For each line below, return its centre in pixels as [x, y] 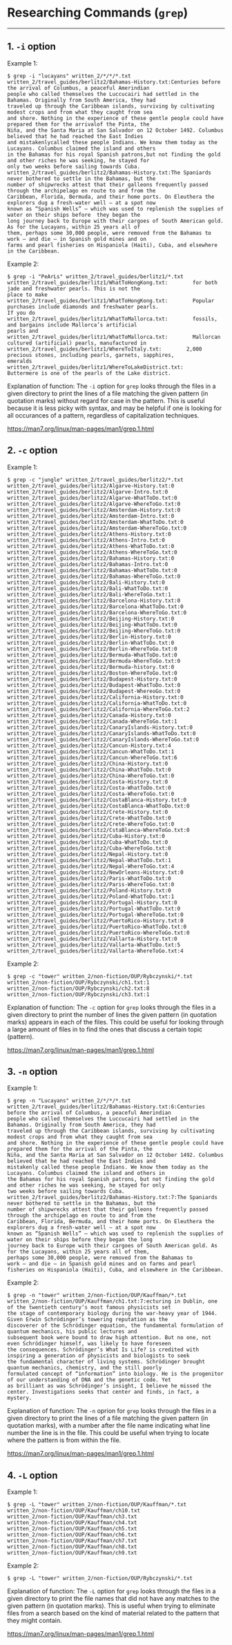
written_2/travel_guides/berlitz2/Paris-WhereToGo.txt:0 [91, 884]
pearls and [23, 331]
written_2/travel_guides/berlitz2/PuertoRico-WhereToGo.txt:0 [98, 933]
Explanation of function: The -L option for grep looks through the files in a [112, 1591]
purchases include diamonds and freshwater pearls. [83, 306]
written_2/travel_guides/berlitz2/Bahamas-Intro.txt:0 [88, 564]
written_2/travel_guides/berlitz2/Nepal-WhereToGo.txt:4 [91, 866]
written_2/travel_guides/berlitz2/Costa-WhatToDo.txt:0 [89, 788]
